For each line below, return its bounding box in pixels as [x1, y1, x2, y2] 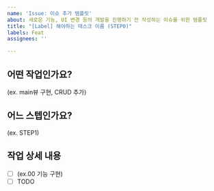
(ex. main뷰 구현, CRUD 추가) [7, 88, 87, 96]
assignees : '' [7, 36, 48, 42]
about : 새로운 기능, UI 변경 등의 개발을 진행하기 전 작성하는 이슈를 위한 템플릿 [7, 16, 207, 23]
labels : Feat [7, 29, 44, 36]
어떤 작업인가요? [7, 68, 72, 80]
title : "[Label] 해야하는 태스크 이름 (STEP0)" [7, 23, 132, 29]
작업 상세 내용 [7, 150, 62, 162]
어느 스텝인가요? [7, 110, 72, 122]
